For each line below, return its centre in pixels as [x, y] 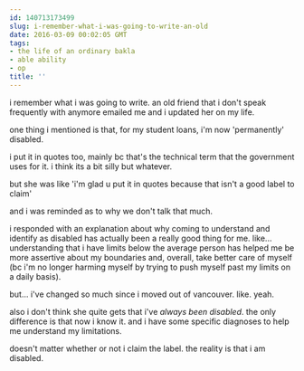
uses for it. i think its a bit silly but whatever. [91, 166]
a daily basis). [35, 276]
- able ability [38, 60]
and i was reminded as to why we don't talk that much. [111, 211]
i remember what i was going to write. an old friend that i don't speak [138, 102]
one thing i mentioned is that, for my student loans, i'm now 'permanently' [147, 129]
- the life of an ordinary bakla [72, 52]
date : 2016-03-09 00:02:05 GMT [68, 34]
